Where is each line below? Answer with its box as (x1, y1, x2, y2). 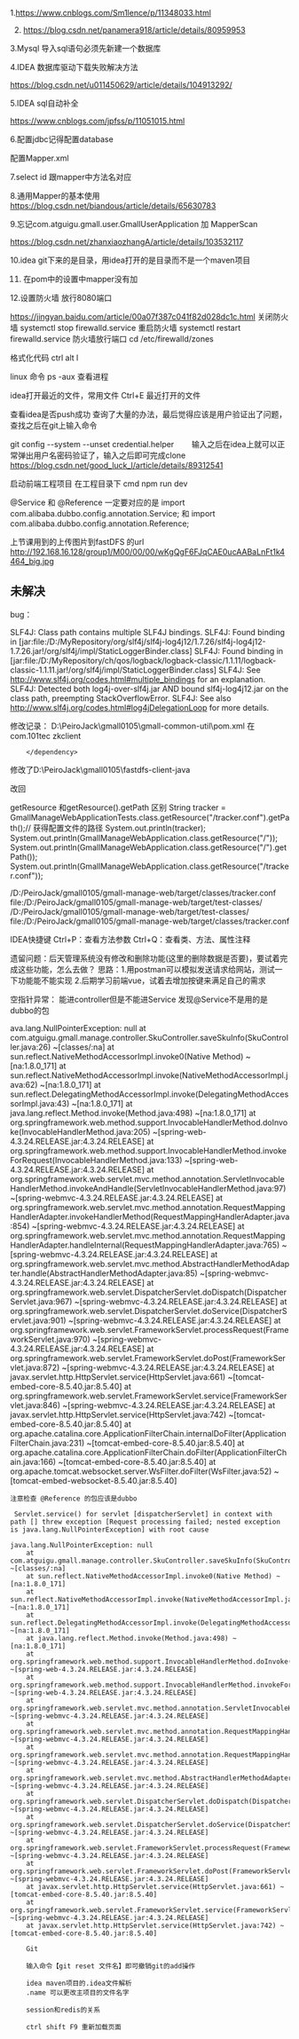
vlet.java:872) (10, 1362, 60, 1373)
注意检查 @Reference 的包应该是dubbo (10, 1494, 138, 1503)
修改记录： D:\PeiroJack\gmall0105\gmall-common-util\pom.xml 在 (10, 720, 256, 731)
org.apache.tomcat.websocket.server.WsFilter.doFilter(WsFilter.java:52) (10, 1466, 272, 1476)
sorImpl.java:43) (10, 1098, 70, 1108)
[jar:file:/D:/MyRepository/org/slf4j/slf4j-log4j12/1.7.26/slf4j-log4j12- (18, 636, 266, 647)
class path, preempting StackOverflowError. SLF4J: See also (10, 692, 232, 704)
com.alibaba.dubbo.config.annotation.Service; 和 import (10, 508, 216, 518)
